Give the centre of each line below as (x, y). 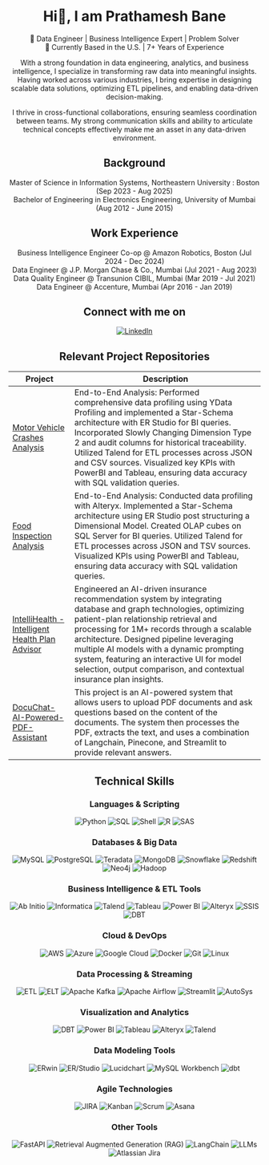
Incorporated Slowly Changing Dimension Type (163, 432)
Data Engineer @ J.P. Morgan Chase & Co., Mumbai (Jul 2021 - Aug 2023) (134, 270)
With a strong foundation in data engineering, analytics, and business (134, 63)
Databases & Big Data (134, 842)
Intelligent (31, 629)
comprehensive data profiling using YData (154, 403)
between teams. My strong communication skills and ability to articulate (134, 120)
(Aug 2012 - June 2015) (134, 208)
